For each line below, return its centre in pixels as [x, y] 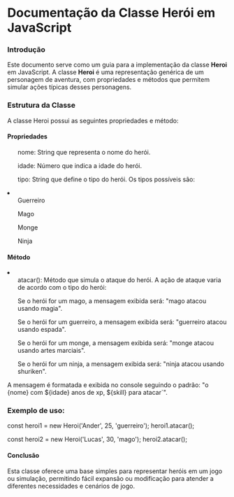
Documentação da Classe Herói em [111, 13]
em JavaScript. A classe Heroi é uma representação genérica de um [105, 72]
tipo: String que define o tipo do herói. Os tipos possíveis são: [106, 179]
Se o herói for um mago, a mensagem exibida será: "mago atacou [112, 301]
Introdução [26, 50]
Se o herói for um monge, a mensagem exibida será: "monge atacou [116, 343]
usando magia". [40, 309]
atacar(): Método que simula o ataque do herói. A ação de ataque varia [119, 280]
